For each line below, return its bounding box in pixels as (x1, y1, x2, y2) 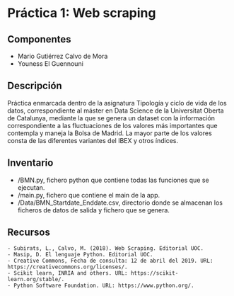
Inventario (7, 157, 54, 169)
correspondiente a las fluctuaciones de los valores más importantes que (7, 121, 218, 130)
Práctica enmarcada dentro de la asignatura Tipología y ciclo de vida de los (7, 98, 228, 107)
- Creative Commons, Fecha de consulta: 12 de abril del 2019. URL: (7, 257, 213, 265)
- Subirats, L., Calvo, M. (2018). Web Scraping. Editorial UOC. (7, 245, 204, 252)
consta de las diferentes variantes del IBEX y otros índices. (7, 136, 179, 144)
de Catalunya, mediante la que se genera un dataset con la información (7, 113, 216, 122)
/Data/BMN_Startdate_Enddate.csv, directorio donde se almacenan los (17, 198, 223, 207)
